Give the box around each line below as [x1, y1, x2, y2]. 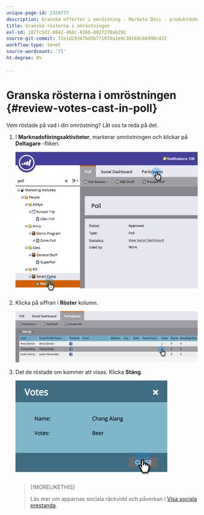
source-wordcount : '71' [6, 49, 67, 55]
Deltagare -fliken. [15, 140, 60, 147]
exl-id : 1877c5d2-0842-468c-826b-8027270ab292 [6, 29, 126, 35]
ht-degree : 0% [6, 55, 42, 61]
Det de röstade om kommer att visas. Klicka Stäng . [15, 369, 143, 376]
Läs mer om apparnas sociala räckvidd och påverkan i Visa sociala [30, 495, 197, 503]
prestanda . [30, 502, 58, 509]
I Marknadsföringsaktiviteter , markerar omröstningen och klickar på [15, 133, 188, 140]
